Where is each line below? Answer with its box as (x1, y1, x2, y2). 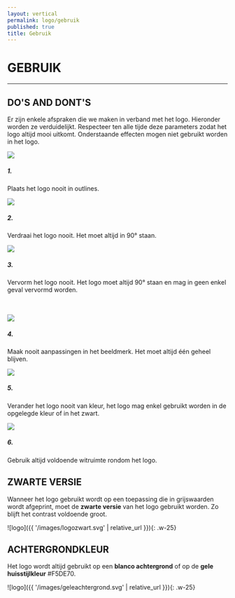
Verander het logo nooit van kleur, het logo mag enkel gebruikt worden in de (7, 401, 227, 410)
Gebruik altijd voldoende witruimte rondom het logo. (7, 456, 157, 464)
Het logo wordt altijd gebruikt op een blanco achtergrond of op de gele (7, 562, 214, 571)
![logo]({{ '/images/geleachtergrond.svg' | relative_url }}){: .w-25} (7, 583, 196, 592)
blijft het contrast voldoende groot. (7, 510, 107, 518)
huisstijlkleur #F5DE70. (7, 569, 76, 578)
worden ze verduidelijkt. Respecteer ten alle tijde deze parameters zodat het (7, 123, 227, 130)
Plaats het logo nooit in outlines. (7, 184, 99, 193)
